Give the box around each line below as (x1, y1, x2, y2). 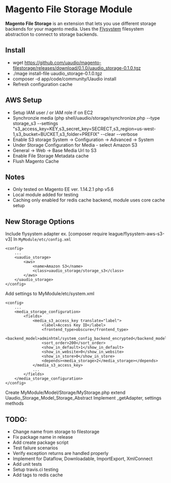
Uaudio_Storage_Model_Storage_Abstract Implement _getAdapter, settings (5, 395, 162, 401)
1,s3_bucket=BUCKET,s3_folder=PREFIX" (12, 131, 100, 137)
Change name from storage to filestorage (12, 429, 100, 435)
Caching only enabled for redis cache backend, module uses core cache (12, 197, 165, 203)
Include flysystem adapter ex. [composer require (5, 231, 108, 237)
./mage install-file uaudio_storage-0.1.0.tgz (12, 70, 103, 76)
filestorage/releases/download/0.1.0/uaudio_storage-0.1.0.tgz (12, 65, 141, 71)
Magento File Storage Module (5, 4, 133, 15)
